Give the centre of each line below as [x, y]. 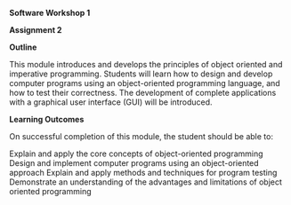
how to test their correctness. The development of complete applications [143, 93]
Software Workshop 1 [50, 13]
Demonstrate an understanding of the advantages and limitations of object [146, 182]
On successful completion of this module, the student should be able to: [141, 136]
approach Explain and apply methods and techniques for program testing [143, 173]
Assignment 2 [36, 30]
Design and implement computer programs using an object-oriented [134, 163]
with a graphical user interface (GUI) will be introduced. [111, 102]
